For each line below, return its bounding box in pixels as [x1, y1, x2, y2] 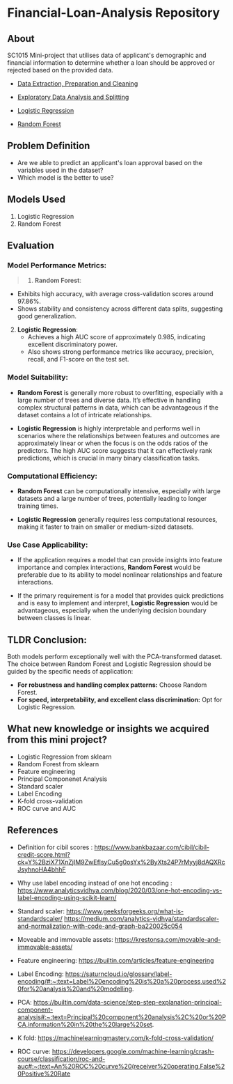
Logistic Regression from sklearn [17, 752, 113, 761]
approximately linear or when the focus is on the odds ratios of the [17, 439, 209, 447]
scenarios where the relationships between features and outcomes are [17, 431, 220, 440]
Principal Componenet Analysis [17, 775, 108, 783]
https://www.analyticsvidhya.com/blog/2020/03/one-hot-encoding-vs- [17, 886, 223, 895]
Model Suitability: [7, 373, 68, 382]
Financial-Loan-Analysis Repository [7, 5, 220, 21]
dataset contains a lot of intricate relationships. [17, 410, 152, 419]
